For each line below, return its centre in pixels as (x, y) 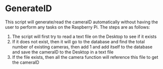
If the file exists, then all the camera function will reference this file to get (85, 57)
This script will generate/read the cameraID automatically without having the (81, 22)
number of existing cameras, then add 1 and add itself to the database (82, 47)
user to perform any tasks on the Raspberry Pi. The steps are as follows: (78, 27)
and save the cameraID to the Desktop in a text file (63, 52)
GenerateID (28, 9)
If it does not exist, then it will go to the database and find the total (78, 41)
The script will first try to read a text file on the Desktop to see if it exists (84, 36)
